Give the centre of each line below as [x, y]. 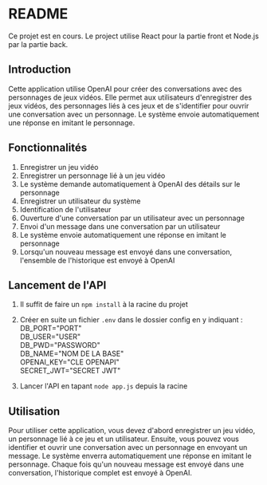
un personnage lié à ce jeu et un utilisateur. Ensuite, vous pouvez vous [124, 439]
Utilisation [34, 411]
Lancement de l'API [57, 285]
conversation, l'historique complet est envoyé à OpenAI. [100, 473]
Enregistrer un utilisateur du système [80, 201]
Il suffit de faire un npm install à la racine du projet [104, 305]
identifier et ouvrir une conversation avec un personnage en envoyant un [128, 448]
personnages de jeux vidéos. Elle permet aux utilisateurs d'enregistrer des [130, 97]
